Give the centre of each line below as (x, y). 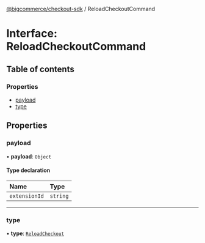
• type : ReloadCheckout (35, 234)
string (59, 196)
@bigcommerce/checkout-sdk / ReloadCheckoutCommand (81, 9)
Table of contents (40, 69)
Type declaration (28, 170)
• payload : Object (29, 156)
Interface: (32, 34)
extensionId (27, 196)
